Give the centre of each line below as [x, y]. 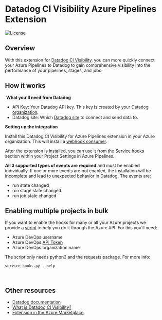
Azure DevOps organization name [46, 248]
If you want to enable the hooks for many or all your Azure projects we [75, 222]
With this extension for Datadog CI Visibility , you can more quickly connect [80, 60]
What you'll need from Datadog [38, 97]
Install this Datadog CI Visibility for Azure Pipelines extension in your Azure [80, 136]
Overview [20, 48]
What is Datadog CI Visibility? [42, 307]
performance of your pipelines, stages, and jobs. [54, 70]
